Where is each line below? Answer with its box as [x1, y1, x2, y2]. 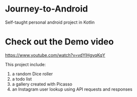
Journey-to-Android [5, 3, 88, 14]
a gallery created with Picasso [12, 81, 73, 87]
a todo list [12, 76, 32, 82]
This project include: [5, 61, 46, 67]
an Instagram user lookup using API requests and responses [12, 86, 133, 92]
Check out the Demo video [5, 36, 114, 47]
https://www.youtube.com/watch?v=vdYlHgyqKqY [5, 52, 106, 58]
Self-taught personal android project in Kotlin [5, 19, 95, 25]
